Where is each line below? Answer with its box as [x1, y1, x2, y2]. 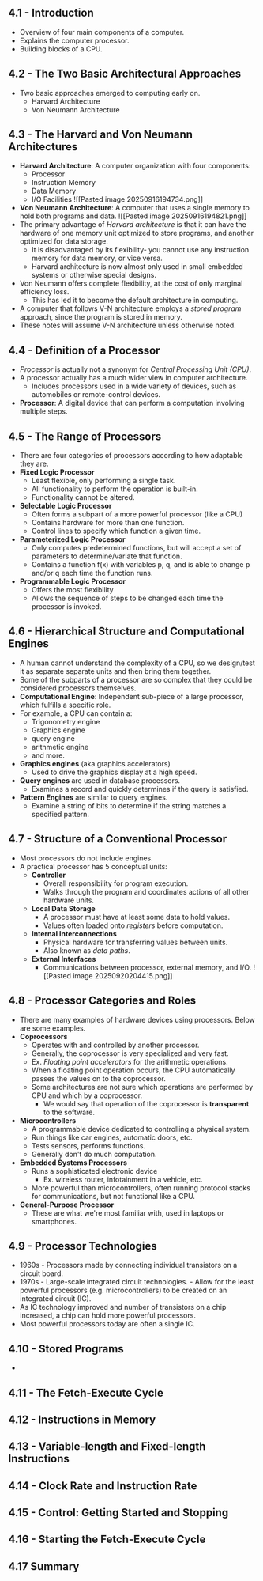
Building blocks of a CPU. [19, 43, 103, 54]
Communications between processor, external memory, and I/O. [43, 963, 252, 972]
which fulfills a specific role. [19, 700, 111, 709]
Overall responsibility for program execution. [43, 878, 189, 888]
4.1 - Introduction [8, 6, 95, 20]
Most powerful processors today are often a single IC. [19, 1319, 195, 1329]
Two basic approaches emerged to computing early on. [19, 88, 201, 97]
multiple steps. [19, 407, 68, 416]
